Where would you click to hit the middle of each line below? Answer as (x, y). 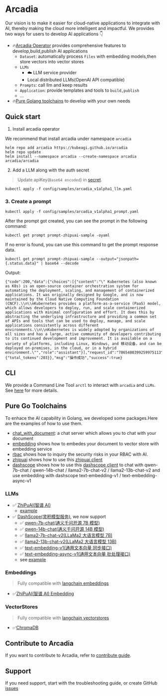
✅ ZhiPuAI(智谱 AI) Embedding (43, 594)
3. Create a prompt (28, 201)
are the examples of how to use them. (44, 423)
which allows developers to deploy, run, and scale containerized (75, 308)
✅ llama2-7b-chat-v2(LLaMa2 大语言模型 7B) (66, 535)
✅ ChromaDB (25, 627)
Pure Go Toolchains (36, 406)
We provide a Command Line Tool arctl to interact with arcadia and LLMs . (80, 385)
